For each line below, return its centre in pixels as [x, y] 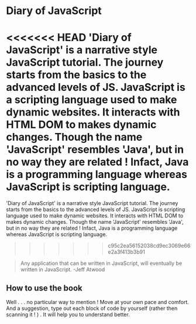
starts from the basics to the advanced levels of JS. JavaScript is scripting [96, 210]
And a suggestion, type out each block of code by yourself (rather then [92, 308]
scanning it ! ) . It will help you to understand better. [68, 314]
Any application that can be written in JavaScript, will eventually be [101, 263]
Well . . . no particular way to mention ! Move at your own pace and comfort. [97, 302]
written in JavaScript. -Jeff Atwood [63, 270]
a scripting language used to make [92, 100]
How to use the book [44, 288]
